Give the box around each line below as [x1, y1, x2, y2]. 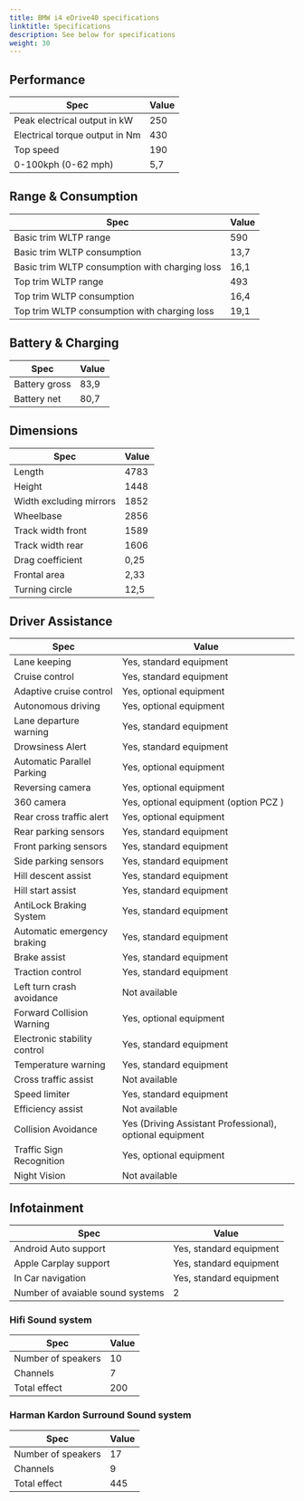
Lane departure [14, 714, 80, 727]
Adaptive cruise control [14, 685, 113, 698]
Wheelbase [14, 509, 62, 521]
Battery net [14, 392, 62, 405]
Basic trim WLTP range [14, 231, 111, 244]
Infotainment [9, 1200, 84, 1216]
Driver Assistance [9, 613, 113, 629]
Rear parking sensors [14, 826, 106, 838]
